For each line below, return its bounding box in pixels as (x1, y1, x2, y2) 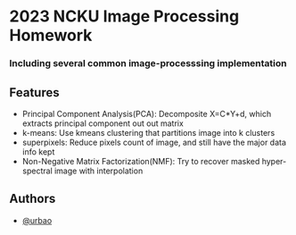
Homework (9, 25, 93, 46)
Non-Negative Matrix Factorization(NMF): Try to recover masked (21, 155, 260, 166)
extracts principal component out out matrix (21, 118, 185, 129)
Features (9, 85, 60, 100)
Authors (9, 191, 56, 206)
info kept (21, 146, 55, 157)
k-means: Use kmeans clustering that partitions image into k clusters (21, 127, 275, 138)
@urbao (21, 214, 53, 225)
